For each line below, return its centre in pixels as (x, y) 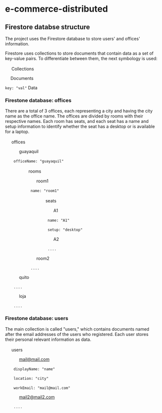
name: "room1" (45, 191)
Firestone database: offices (38, 100)
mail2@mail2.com (37, 397)
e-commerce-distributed (56, 9)
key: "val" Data (21, 88)
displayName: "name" (35, 369)
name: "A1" (59, 220)
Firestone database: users (37, 318)
